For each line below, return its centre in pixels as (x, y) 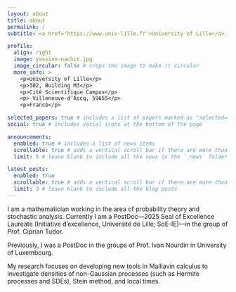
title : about (26, 20)
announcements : (29, 137)
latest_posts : (28, 170)
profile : (20, 46)
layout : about (28, 14)
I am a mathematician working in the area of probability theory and (104, 209)
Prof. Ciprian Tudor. (35, 231)
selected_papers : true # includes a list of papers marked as (100, 118)
